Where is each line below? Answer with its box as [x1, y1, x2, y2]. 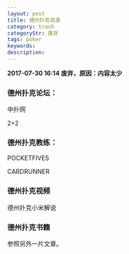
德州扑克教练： [7, 138, 58, 148]
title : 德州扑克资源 [7, 17, 61, 24]
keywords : [7, 42, 36, 49]
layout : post [7, 10, 45, 17]
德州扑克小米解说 [7, 203, 56, 212]
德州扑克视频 [7, 186, 51, 196]
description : [7, 49, 45, 56]
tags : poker [7, 36, 42, 43]
